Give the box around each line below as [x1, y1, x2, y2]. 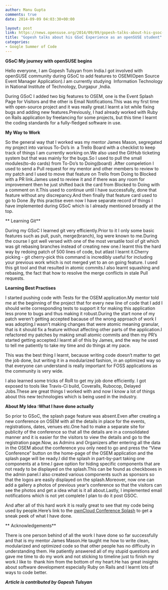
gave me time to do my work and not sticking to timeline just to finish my [5, 553, 154, 560]
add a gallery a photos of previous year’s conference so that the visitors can [5, 482, 162, 488]
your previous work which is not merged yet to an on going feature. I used [5, 259, 157, 265]
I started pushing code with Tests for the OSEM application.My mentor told [5, 294, 159, 300]
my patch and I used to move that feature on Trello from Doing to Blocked [5, 171, 156, 177]
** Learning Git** [5, 218, 41, 224]
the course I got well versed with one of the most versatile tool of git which [5, 238, 159, 244]
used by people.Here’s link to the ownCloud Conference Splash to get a [5, 508, 152, 514]
